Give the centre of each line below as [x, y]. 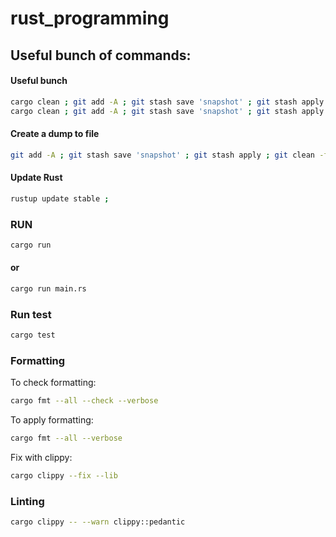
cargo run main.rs [48, 289]
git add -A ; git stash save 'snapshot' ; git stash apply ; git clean [162, 155]
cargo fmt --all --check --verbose [84, 401]
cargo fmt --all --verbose [66, 438]
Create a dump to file [55, 134]
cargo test [33, 335]
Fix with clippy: [41, 458]
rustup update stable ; [60, 198]
